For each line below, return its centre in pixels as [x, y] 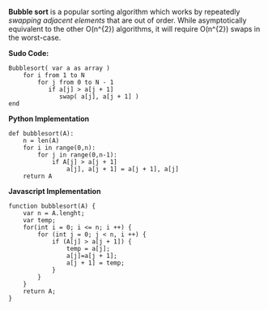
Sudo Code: [29, 53]
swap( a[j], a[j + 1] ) [99, 97]
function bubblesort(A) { [52, 206]
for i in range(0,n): [59, 148]
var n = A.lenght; [54, 213]
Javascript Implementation [55, 191]
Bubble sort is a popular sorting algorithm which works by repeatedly [124, 12]
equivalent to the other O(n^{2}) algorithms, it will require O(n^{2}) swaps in [134, 29]
